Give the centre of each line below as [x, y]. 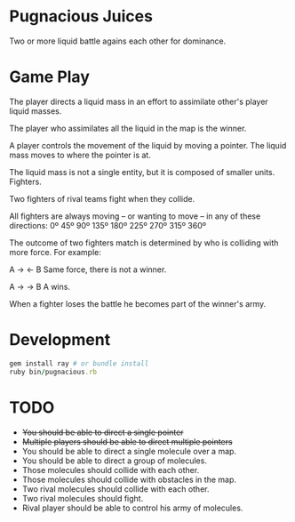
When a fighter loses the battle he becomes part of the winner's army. [138, 303]
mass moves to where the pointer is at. [80, 155]
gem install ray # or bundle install [79, 363]
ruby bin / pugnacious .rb [53, 372]
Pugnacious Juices [81, 16]
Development [60, 340]
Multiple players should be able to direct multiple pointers [127, 441]
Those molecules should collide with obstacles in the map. [129, 479]
